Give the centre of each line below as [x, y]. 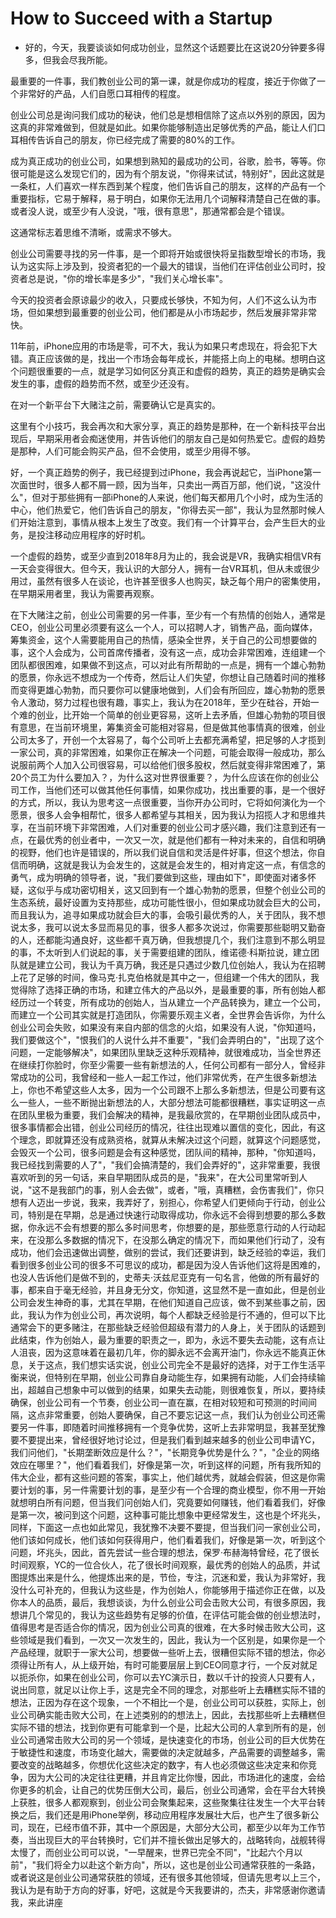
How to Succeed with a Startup [141, 18]
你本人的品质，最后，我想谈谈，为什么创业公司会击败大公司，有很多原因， [163, 1602]
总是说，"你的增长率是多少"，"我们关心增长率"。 [128, 278]
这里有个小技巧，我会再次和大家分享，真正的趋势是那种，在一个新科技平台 [163, 426]
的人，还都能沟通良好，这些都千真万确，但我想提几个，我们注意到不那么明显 [168, 939]
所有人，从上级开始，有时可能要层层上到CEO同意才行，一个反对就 [173, 1664]
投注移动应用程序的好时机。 [93, 534]
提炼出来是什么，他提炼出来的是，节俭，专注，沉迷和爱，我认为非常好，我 [172, 1577]
